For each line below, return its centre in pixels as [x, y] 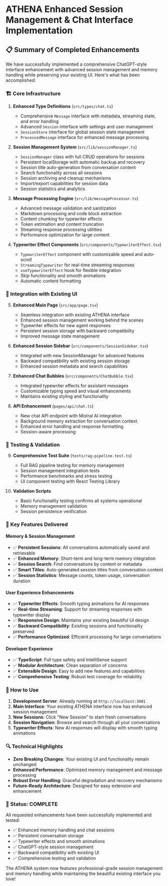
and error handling [39, 121]
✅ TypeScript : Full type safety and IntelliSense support [70, 660]
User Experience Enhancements [40, 593]
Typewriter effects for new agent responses [65, 325]
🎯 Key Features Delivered [37, 524]
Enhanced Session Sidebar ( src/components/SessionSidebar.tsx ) [81, 346]
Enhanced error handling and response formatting [72, 426]
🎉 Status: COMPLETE [32, 804]
